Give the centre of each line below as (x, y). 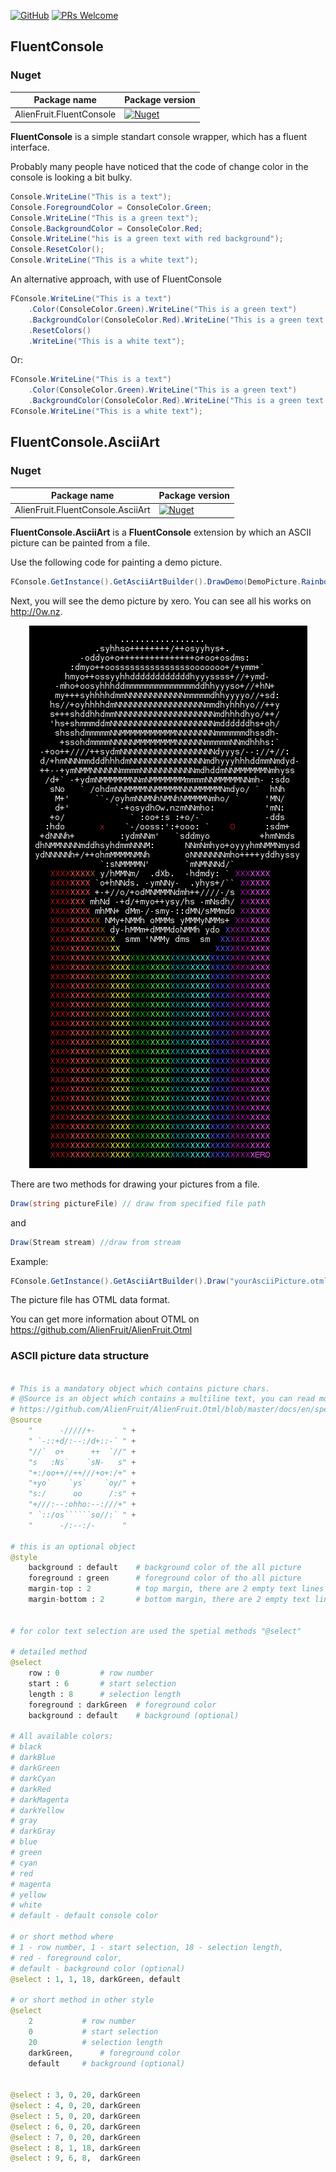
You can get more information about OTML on (105, 1319)
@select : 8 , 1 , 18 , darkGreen (75, 2148)
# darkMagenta (40, 1800)
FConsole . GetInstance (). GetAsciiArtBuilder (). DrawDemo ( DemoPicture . (156, 581)
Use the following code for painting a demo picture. (116, 562)
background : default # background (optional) (134, 1715)
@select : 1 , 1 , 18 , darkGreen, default (96, 1979)
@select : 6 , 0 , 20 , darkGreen (75, 2126)
